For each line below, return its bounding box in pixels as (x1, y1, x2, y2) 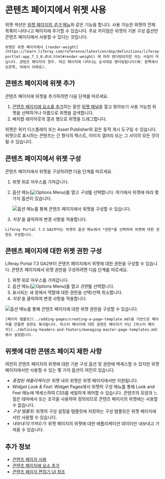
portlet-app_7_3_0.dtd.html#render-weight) (5, 54, 96, 59)
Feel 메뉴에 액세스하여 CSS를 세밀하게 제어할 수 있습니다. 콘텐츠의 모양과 (12, 390, 153, 396)
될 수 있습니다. (5, 139, 33, 144)
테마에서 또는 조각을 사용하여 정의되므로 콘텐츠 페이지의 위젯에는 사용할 (21, 396, 158, 402)
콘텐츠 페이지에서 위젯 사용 (5, 4, 107, 16)
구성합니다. (14, 232, 33, 237)
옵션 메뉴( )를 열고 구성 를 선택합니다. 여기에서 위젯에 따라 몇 (12, 189, 159, 195)
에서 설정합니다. (5, 333, 33, 338)
